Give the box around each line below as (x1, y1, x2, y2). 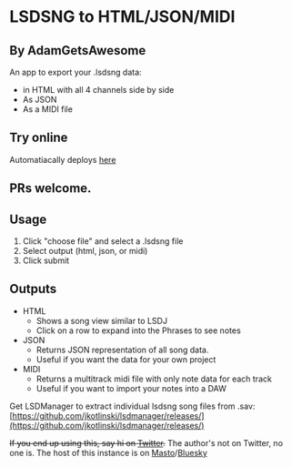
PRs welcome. (9, 180, 92, 197)
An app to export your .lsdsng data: (9, 66, 143, 77)
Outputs (9, 281, 57, 297)
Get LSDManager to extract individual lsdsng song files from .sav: (9, 401, 256, 411)
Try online (9, 130, 68, 146)
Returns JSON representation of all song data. (35, 344, 209, 355)
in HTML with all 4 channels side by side (22, 85, 175, 95)
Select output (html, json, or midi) (22, 246, 148, 257)
